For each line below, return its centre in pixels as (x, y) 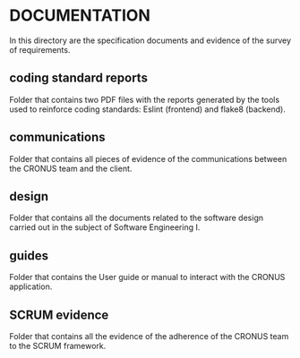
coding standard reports (78, 78)
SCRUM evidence (59, 315)
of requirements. (40, 49)
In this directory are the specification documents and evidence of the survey (150, 40)
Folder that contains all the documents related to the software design (137, 218)
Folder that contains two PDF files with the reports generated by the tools (145, 99)
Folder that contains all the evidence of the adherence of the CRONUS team (149, 336)
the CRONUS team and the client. (71, 168)
